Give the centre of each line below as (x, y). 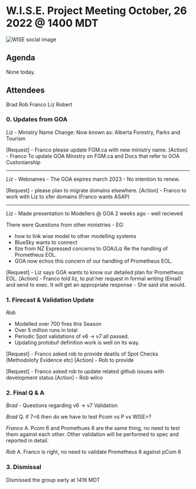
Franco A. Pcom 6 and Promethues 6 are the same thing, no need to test (93, 428)
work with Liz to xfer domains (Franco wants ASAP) (68, 197)
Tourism (16, 138)
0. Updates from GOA (37, 119)
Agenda (21, 58)
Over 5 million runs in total (46, 330)
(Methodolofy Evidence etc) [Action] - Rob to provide (70, 360)
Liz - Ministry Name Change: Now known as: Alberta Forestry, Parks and (93, 132)
